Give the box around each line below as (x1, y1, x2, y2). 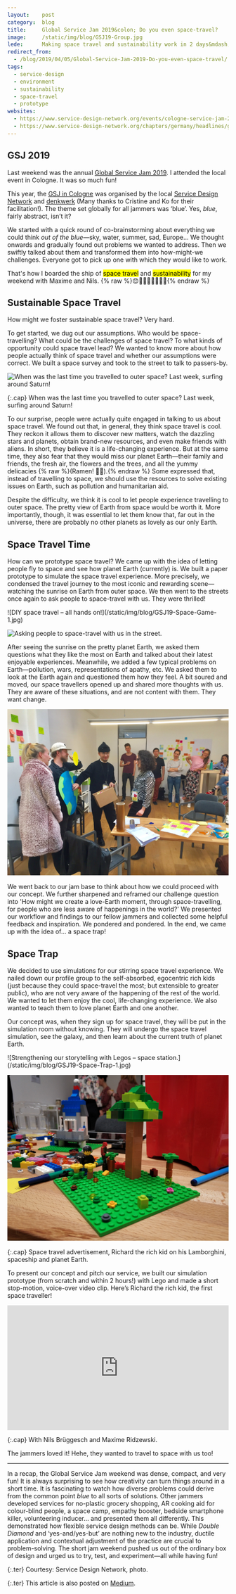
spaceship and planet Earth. (7, 1255, 88, 1263)
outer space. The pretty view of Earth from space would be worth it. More (7, 503, 221, 511)
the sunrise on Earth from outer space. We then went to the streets (35, 587, 229, 596)
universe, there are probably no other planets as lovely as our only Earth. (7, 518, 218, 527)
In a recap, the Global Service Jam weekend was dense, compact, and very (7, 1469, 226, 1478)
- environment (13, 78, 55, 85)
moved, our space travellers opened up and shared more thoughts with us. (7, 680, 223, 689)
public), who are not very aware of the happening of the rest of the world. (7, 989, 221, 997)
